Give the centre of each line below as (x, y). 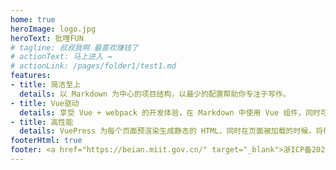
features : (31, 76)
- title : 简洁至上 (46, 85)
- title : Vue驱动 (45, 103)
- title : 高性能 (42, 122)
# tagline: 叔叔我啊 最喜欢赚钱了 (74, 47)
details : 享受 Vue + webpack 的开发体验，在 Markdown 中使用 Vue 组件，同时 (170, 112)
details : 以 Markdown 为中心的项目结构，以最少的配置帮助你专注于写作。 (155, 94)
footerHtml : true (46, 141)
